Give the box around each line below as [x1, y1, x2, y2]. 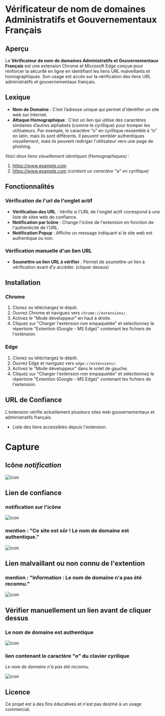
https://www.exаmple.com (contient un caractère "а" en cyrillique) [12, 168, 149, 174]
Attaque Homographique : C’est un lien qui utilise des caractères [12, 117, 147, 123]
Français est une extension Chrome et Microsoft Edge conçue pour [5, 63, 143, 69]
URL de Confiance [5, 396, 62, 404]
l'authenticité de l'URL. [12, 224, 59, 230]
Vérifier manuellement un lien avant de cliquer [5, 606, 152, 614]
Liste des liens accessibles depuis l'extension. [12, 424, 107, 430]
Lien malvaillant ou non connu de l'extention [5, 559, 145, 568]
